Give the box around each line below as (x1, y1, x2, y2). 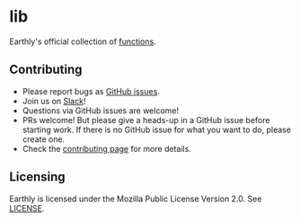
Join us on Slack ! (22, 95, 86, 106)
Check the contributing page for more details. (22, 143, 191, 154)
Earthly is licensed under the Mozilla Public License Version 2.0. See (9, 193, 262, 204)
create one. (22, 133, 66, 145)
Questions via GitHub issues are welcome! (22, 105, 180, 116)
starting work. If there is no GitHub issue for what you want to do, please (22, 124, 292, 135)
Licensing (9, 169, 66, 185)
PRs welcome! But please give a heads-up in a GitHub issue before (22, 114, 270, 125)
